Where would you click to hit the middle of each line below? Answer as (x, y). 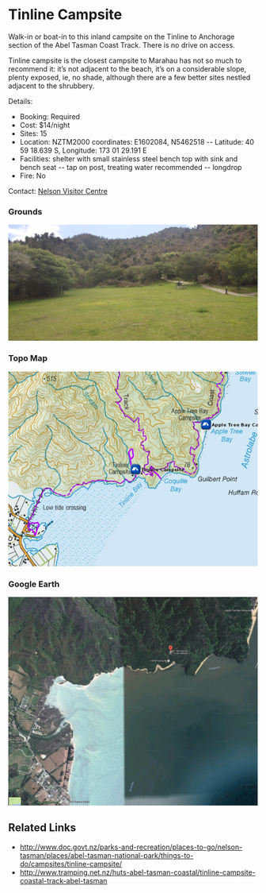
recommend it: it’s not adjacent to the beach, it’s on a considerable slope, (127, 68)
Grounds (25, 211)
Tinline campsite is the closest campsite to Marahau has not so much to (125, 60)
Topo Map (28, 358)
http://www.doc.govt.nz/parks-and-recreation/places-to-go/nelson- (131, 847)
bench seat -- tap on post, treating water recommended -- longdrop (131, 167)
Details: (21, 101)
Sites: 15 (33, 133)
